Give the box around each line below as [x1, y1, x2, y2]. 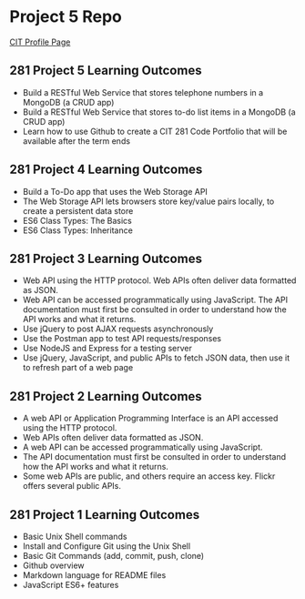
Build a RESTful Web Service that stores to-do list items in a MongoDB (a [22, 107, 296, 117]
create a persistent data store [22, 205, 134, 216]
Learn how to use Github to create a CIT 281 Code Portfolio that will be [22, 126, 288, 137]
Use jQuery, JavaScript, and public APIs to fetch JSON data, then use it [22, 352, 290, 363]
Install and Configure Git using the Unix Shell [22, 541, 191, 552]
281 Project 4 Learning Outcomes [9, 162, 203, 178]
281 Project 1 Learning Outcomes [9, 507, 200, 523]
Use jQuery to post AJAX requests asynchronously [22, 323, 214, 334]
